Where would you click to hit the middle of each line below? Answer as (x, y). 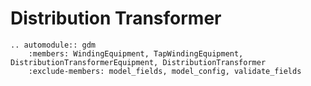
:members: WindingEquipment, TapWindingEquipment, (136, 53)
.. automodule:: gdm (53, 45)
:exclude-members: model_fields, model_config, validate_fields (165, 71)
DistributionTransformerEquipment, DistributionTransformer (138, 62)
